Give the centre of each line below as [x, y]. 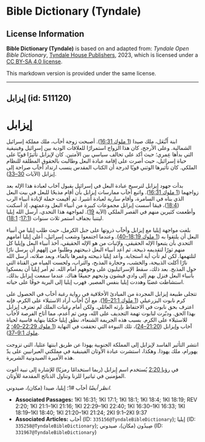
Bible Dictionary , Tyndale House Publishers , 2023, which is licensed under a [102, 55]
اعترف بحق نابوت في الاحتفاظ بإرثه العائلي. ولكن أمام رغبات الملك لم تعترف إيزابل [100, 307]
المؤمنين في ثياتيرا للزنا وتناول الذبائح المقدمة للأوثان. [66, 376]
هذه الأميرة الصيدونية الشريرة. [41, 358]
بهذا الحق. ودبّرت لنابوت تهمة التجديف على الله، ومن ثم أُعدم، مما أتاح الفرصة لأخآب [101, 314]
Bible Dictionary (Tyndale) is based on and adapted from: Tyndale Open [98, 48]
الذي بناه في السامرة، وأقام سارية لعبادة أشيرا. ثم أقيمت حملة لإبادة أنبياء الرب [95, 199]
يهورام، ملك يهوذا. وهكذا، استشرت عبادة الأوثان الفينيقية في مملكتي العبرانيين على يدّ [102, 351]
